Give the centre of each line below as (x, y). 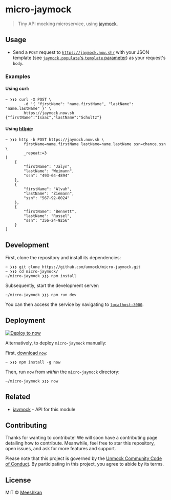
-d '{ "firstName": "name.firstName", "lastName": (79, 104)
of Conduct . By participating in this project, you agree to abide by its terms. (85, 464)
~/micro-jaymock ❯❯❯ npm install (41, 276)
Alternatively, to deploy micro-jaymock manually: (56, 343)
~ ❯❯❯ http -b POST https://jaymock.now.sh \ (55, 140)
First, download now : (26, 353)
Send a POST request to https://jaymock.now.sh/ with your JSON (81, 52)
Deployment (25, 321)
